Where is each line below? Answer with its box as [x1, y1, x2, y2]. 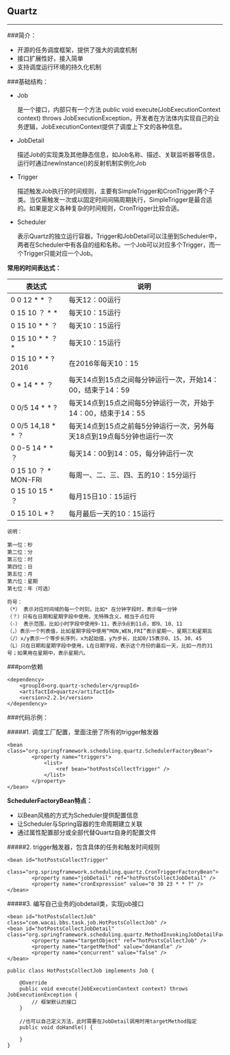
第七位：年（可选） [7, 585, 53, 592]
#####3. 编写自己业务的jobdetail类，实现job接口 [7, 899, 144, 907]
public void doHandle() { [19, 1023, 94, 1031]
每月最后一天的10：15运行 [68, 508, 155, 518]
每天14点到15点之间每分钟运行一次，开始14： [68, 374, 219, 384]
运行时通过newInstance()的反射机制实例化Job [16, 159, 146, 167]
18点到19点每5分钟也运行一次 [75, 431, 173, 441]
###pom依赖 [7, 662, 43, 670]
